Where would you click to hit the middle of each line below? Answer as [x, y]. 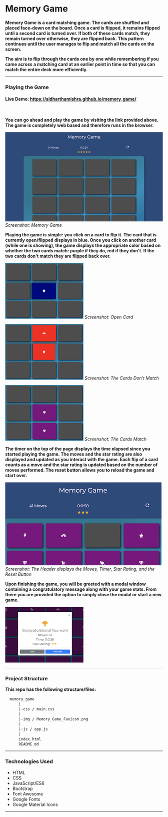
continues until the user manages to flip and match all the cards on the [80, 44]
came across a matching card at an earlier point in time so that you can [80, 64]
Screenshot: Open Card [109, 317]
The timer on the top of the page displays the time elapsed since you [78, 449]
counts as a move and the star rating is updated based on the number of [81, 465]
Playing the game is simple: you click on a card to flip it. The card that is [81, 235]
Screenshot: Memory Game [34, 225]
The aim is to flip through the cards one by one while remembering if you [82, 59]
